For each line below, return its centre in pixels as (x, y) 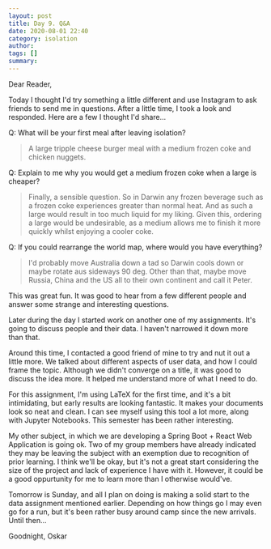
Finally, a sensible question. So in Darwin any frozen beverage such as (146, 197)
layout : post (30, 16)
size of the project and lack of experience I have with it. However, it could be (136, 470)
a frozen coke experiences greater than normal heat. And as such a (140, 205)
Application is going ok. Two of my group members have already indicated (132, 444)
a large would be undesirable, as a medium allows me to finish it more (144, 223)
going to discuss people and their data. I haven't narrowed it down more (128, 328)
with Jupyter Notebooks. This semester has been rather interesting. (121, 420)
